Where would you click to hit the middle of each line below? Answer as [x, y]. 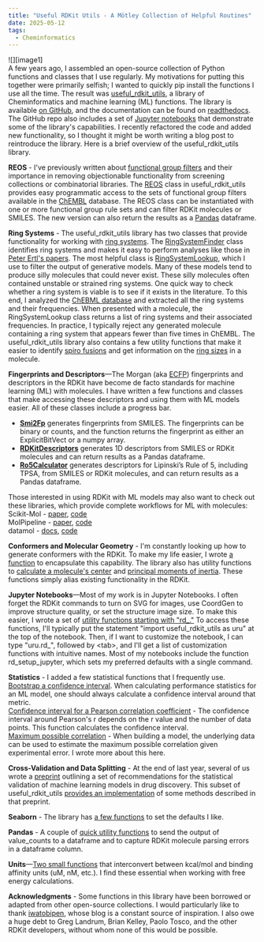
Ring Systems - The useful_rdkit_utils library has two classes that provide [128, 233]
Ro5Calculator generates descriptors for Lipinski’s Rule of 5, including [134, 465]
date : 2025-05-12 [37, 23]
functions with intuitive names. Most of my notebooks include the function [129, 654]
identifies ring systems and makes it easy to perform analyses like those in [129, 250]
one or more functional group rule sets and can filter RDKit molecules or [125, 209]
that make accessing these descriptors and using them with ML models [124, 400]
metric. [20, 703]
